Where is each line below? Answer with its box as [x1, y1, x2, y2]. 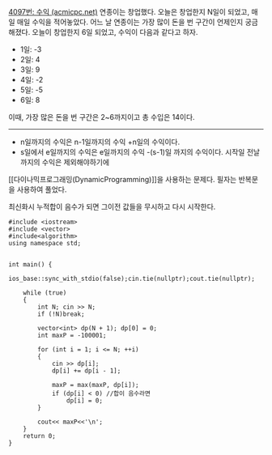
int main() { [8, 261, 53, 269]
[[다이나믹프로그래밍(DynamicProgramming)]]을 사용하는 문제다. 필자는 [8, 175, 237, 184]
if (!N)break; [37, 310, 85, 318]
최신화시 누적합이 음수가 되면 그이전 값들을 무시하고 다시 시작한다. [8, 202, 216, 211]
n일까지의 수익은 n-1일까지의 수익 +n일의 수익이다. [19, 137, 181, 147]
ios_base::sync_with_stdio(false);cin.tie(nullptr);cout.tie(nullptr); [8, 274, 255, 283]
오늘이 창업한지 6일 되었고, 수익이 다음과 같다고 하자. [32, 28, 198, 36]
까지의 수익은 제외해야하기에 [19, 157, 110, 167]
